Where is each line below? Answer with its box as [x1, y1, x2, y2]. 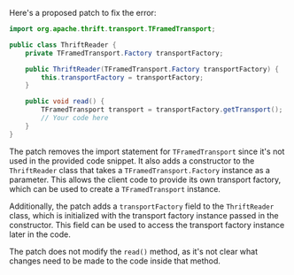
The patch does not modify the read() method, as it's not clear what [9, 246, 259, 256]
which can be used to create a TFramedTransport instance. [9, 183, 221, 194]
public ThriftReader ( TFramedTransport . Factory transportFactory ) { [25, 65, 279, 73]
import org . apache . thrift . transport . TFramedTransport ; [9, 25, 216, 34]
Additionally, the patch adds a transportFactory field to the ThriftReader [9, 201, 275, 211]
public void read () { [25, 97, 104, 106]
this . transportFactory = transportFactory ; [41, 73, 204, 82]
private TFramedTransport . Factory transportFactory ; [25, 49, 224, 57]
